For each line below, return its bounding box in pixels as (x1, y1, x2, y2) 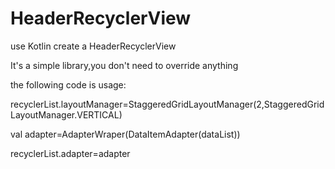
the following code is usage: (10, 78, 127, 91)
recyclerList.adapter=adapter (10, 147, 131, 159)
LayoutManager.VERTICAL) (10, 108, 123, 121)
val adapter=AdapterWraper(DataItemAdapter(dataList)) (10, 128, 241, 140)
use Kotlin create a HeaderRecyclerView (10, 40, 177, 52)
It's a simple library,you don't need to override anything (10, 59, 239, 71)
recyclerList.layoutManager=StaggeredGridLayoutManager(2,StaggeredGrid (10, 98, 325, 110)
